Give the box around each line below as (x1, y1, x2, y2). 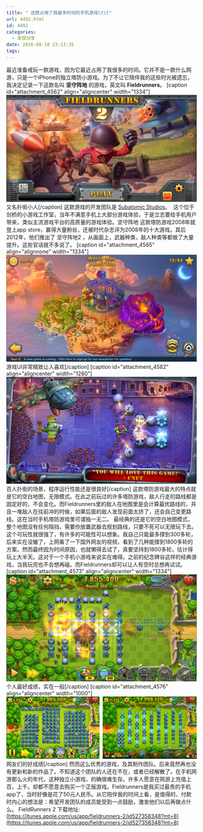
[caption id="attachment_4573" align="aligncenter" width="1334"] (6, 568, 172, 575)
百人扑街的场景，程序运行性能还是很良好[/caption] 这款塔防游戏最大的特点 (6, 486, 192, 493)
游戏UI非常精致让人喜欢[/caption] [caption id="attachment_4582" (6, 363, 169, 370)
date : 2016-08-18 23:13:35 (6, 42, 74, 48)
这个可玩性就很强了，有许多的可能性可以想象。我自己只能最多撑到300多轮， (6, 531, 196, 538)
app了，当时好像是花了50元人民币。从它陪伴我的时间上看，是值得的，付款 (6, 790, 192, 798)
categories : (6, 29, 36, 35)
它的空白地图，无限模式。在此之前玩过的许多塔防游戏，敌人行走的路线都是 (11, 493, 197, 500)
